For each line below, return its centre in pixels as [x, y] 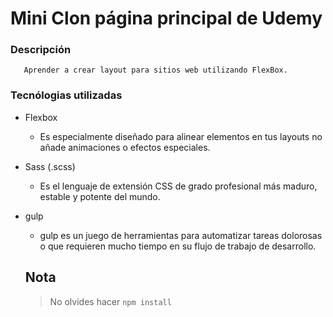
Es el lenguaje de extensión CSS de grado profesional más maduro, [178, 186]
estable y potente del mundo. [100, 196]
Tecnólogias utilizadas [66, 95]
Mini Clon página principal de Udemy [166, 18]
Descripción [41, 50]
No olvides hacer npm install [110, 301]
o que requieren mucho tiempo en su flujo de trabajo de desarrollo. [178, 246]
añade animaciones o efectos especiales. [125, 147]
